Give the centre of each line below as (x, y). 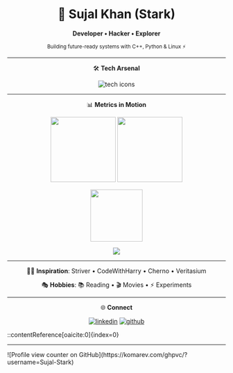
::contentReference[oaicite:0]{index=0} (63, 334)
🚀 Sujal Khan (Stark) (116, 14)
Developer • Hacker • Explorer (116, 33)
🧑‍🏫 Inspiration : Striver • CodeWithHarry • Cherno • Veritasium (116, 271)
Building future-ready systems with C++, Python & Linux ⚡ (116, 47)
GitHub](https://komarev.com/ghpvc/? (133, 354)
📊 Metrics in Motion (116, 104)
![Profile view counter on (42, 354)
